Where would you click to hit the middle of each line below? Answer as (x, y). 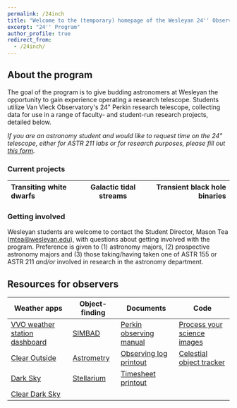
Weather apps (38, 309)
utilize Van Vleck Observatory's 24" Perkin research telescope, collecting (114, 107)
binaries (212, 196)
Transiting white (39, 187)
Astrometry (91, 358)
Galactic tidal (113, 187)
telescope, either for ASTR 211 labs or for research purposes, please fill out (116, 143)
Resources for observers (63, 284)
